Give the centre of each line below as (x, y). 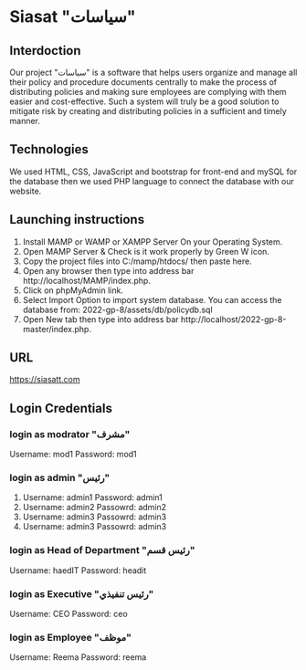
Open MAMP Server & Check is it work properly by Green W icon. (146, 251)
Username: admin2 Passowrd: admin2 (95, 508)
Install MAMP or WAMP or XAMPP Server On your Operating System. (153, 241)
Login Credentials (61, 408)
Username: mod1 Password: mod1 (73, 455)
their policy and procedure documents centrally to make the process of (143, 82)
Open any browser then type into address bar (108, 270)
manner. (25, 121)
